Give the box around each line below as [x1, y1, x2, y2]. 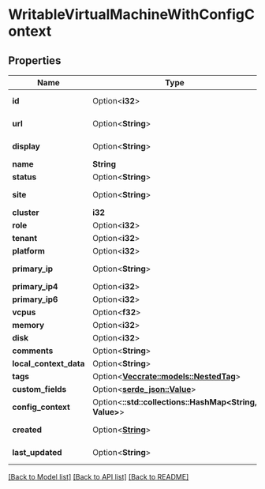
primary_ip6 [12, 294, 58, 305]
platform [12, 246, 46, 256]
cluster [12, 207, 39, 218]
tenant [12, 233, 38, 243]
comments [12, 345, 54, 356]
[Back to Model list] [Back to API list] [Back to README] [8, 472, 189, 481]
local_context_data [12, 358, 85, 369]
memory [12, 320, 45, 330]
